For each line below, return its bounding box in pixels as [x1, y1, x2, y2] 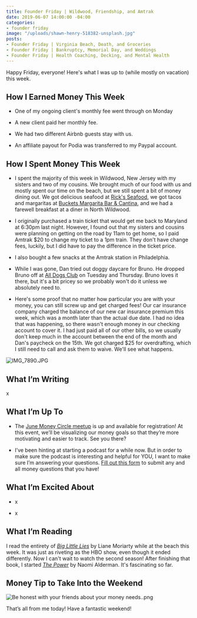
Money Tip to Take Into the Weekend [6, 578, 143, 588]
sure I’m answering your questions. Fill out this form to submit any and [14, 459, 185, 466]
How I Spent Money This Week [6, 159, 121, 169]
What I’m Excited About [6, 482, 95, 492]
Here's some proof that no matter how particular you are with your [14, 295, 175, 303]
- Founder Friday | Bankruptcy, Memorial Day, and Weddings [6, 47, 157, 53]
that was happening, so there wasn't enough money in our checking [14, 321, 180, 328]
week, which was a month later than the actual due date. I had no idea [14, 314, 185, 321]
